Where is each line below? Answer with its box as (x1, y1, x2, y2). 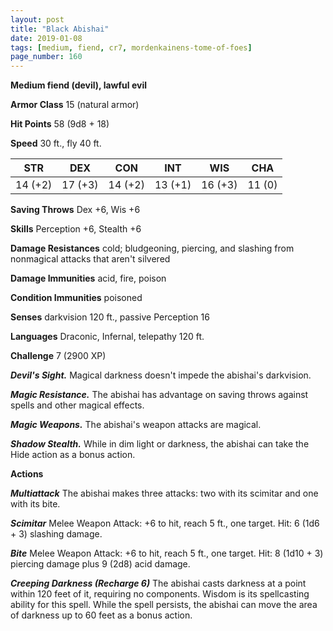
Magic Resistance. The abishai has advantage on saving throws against (10, 389, 309, 401)
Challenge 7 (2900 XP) (10, 350, 107, 362)
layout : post (10, 14, 65, 25)
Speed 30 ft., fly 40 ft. (10, 137, 102, 150)
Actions (10, 468, 44, 480)
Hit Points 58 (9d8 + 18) (10, 118, 110, 130)
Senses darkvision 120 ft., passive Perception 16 (10, 311, 210, 323)
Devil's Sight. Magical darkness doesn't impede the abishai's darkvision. (10, 369, 312, 381)
